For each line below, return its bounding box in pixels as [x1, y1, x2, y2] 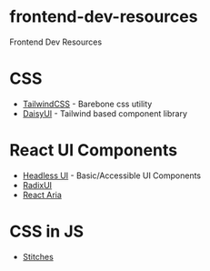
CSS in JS [9, 221, 85, 242]
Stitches [22, 251, 55, 262]
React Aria [22, 189, 62, 200]
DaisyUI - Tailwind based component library [22, 107, 188, 119]
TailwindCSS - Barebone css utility [22, 98, 153, 109]
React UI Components [9, 140, 178, 161]
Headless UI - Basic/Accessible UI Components [22, 170, 202, 181]
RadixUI [22, 179, 53, 190]
